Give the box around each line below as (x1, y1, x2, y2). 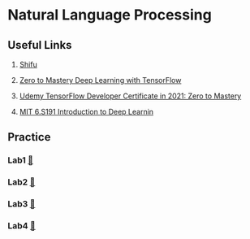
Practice (7, 130, 51, 144)
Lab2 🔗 (7, 176, 36, 188)
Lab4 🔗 (7, 220, 36, 232)
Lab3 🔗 (7, 198, 36, 210)
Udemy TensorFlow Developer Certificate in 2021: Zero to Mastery (19, 91, 242, 101)
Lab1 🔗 (7, 154, 34, 166)
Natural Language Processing (7, 6, 212, 24)
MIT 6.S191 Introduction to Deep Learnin (19, 107, 154, 116)
